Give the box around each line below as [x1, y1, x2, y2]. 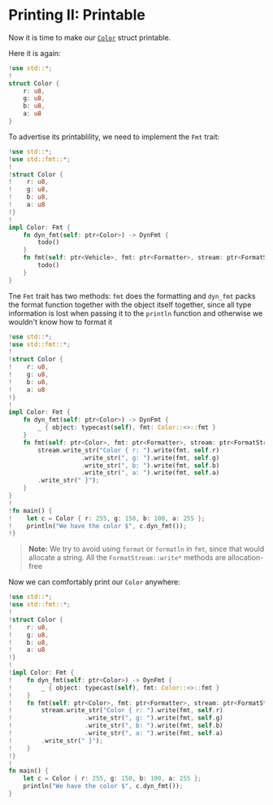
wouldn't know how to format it [8, 317, 113, 326]
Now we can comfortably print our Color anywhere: [8, 577, 180, 587]
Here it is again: [8, 48, 61, 58]
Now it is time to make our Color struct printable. [8, 33, 171, 42]
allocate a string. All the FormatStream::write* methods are [28, 553, 226, 562]
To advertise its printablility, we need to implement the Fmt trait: [8, 132, 220, 142]
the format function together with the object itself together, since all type [8, 300, 252, 309]
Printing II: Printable [8, 6, 146, 24]
